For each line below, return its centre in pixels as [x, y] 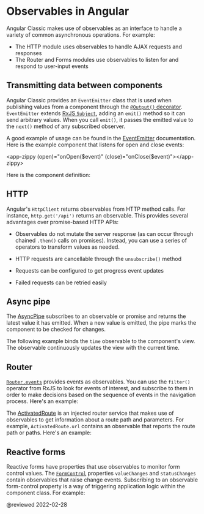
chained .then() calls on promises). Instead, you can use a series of [101, 240]
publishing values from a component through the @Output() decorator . [94, 107]
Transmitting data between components [85, 85]
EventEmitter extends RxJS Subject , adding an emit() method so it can [96, 113]
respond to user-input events [52, 66]
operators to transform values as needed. [67, 247]
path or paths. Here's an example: [49, 433]
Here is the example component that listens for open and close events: [95, 145]
